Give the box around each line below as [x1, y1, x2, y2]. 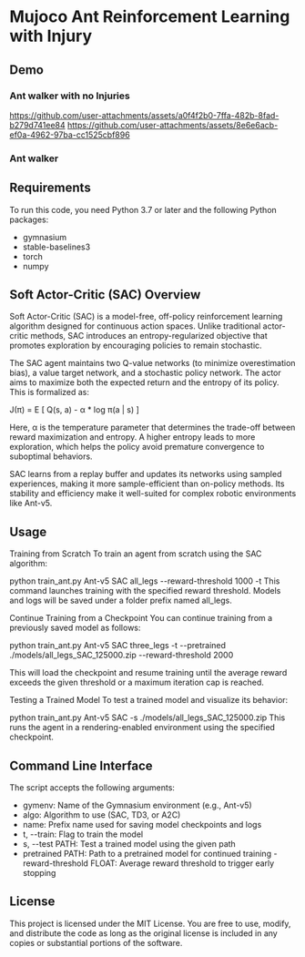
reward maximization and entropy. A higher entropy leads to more [9, 432, 256, 443]
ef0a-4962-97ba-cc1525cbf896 [9, 129, 130, 140]
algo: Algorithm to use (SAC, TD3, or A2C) [22, 809, 181, 820]
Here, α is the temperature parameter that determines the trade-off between [9, 422, 296, 433]
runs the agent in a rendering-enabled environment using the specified [9, 722, 276, 733]
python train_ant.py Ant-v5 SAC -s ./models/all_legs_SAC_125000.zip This [9, 712, 286, 723]
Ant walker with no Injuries [9, 89, 130, 102]
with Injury [9, 25, 93, 46]
